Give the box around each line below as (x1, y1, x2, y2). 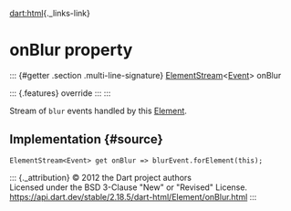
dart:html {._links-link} (9, 8, 91, 18)
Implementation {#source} (9, 132, 164, 147)
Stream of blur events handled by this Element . (9, 105, 187, 116)
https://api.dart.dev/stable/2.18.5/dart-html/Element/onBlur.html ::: (9, 191, 257, 202)
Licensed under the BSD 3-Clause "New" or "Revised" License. (9, 182, 248, 193)
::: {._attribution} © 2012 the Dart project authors (9, 172, 192, 183)
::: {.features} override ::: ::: (9, 87, 111, 99)
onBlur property (9, 40, 133, 60)
